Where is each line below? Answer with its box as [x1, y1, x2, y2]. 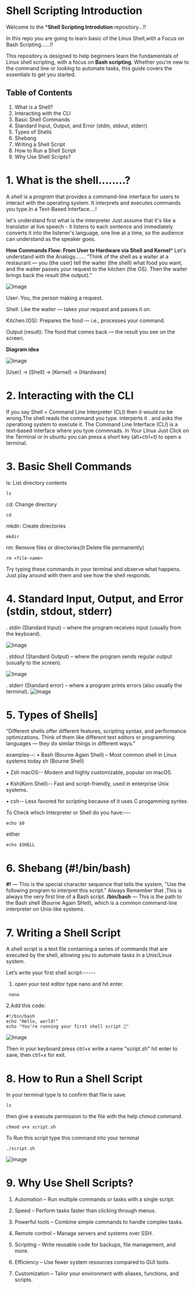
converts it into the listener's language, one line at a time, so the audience [6, 229, 184, 236]
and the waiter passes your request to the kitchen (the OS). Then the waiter [6, 265, 188, 273]
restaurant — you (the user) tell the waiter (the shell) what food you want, [6, 259, 183, 266]
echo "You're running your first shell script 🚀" [6, 1023, 130, 1030]
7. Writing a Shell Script [6, 926, 121, 939]
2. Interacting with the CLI [6, 389, 134, 402]
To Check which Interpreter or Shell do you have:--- [6, 809, 131, 816]
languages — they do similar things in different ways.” [6, 740, 135, 747]
